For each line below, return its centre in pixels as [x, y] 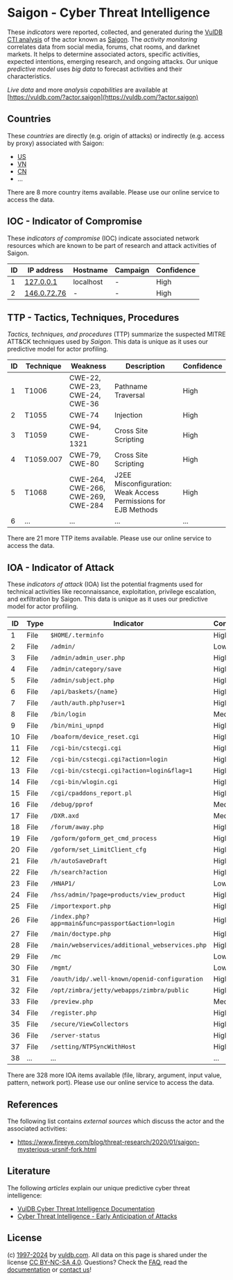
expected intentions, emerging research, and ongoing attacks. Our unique [113, 61]
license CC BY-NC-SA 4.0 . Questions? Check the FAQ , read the [97, 1262]
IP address [45, 270]
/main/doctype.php [80, 934]
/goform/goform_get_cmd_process [104, 839]
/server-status [75, 1036]
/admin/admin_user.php [88, 658]
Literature [29, 1171]
